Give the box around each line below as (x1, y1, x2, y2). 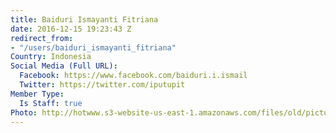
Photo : (10, 107, 38, 118)
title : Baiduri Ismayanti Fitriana (10, 14, 159, 25)
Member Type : (10, 89, 65, 99)
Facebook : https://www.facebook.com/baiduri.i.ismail (19, 71, 248, 81)
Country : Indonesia (10, 52, 92, 62)
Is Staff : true (19, 98, 83, 108)
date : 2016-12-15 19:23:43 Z (10, 24, 132, 34)
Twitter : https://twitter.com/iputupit (19, 80, 186, 90)
